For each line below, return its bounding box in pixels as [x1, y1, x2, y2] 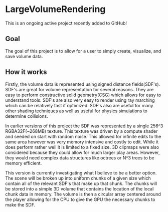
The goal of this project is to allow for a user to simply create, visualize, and [5, 48, 161, 54]
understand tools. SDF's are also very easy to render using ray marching [5, 97, 155, 103]
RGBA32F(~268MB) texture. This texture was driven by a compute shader [5, 128, 158, 134]
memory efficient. [5, 160, 42, 166]
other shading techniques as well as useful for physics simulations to [5, 108, 148, 114]
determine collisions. [5, 113, 49, 119]
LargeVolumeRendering [5, 4, 106, 15]
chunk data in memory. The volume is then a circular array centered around [5, 191, 161, 197]
